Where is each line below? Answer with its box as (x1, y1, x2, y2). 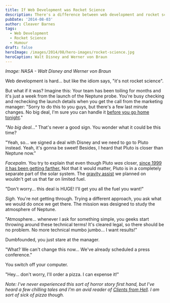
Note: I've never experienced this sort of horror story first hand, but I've (5, 281, 155, 287)
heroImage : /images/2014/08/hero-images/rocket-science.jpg (5, 49, 135, 55)
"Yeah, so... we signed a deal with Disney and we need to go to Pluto (5, 139, 149, 145)
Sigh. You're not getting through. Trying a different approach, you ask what (5, 195, 162, 202)
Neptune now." (5, 150, 36, 157)
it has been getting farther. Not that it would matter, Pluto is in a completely (5, 165, 161, 172)
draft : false (5, 45, 33, 50)
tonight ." (5, 115, 23, 121)
